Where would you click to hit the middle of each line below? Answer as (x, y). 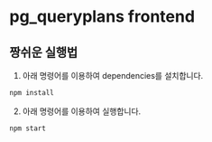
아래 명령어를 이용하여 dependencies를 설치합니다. (113, 76)
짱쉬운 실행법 (44, 52)
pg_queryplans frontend (102, 17)
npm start (28, 128)
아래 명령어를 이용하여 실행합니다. (82, 111)
